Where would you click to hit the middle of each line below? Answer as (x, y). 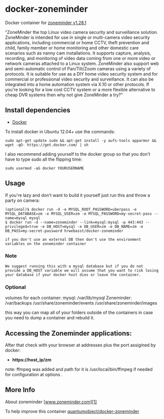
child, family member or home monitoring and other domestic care (72, 48)
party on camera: (23, 200)
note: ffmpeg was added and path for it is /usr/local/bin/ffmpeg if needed (79, 369)
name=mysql (16, 218)
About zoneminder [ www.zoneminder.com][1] (51, 402)
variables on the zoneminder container (46, 244)
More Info (20, 390)
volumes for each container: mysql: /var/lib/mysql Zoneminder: (69, 298)
